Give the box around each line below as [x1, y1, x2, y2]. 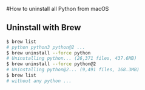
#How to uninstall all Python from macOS [6, 5, 109, 12]
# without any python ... [6, 78, 72, 84]
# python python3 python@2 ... [6, 44, 86, 50]
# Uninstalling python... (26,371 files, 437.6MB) [6, 56, 137, 62]
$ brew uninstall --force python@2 [6, 61, 96, 67]
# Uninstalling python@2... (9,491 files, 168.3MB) [6, 66, 140, 73]
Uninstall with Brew [6, 22, 81, 33]
